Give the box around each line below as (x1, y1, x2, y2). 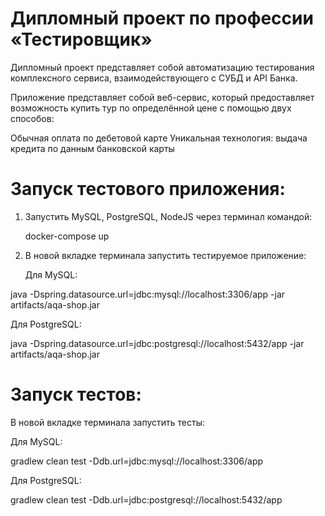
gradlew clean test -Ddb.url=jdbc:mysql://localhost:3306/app (10, 455, 264, 467)
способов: (10, 112, 55, 124)
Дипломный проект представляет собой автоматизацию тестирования (10, 61, 315, 73)
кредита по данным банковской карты (10, 142, 175, 154)
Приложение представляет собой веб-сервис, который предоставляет (10, 91, 315, 103)
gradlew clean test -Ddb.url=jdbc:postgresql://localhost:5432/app (10, 493, 283, 506)
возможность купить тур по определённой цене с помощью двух (10, 102, 292, 114)
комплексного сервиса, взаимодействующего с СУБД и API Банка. (10, 72, 298, 84)
